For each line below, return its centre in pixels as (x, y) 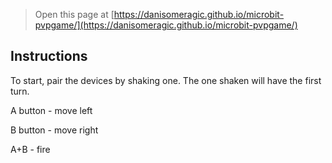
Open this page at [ (74, 14)
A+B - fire (30, 149)
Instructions (49, 56)
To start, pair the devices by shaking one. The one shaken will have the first (166, 80)
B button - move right (54, 130)
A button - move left (51, 110)
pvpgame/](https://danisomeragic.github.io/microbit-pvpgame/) (166, 25)
